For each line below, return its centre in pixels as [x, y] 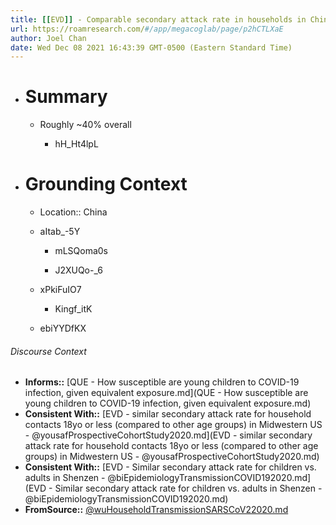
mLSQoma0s [81, 251]
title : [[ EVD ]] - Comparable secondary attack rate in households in [158, 19]
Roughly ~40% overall [85, 125]
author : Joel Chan [48, 38]
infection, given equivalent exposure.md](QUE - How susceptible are [166, 393]
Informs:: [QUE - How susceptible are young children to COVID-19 [162, 382]
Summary [66, 97]
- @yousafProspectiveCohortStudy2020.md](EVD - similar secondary [168, 435]
